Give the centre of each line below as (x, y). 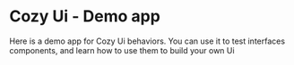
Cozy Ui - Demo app (85, 16)
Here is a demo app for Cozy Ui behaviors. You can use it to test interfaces (147, 41)
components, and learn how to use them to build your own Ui (122, 50)
